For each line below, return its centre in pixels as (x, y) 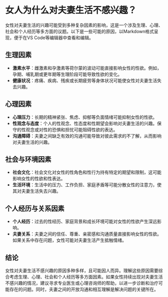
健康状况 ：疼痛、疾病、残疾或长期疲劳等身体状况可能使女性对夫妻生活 (85, 80)
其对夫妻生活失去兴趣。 (36, 191)
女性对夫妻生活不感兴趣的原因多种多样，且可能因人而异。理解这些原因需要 (82, 270)
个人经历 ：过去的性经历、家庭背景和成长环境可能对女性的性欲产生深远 (85, 221)
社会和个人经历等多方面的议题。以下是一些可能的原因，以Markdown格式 (79, 31)
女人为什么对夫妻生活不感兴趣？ (71, 10)
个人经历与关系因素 (35, 208)
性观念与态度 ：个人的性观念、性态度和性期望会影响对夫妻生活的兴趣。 (85, 123)
